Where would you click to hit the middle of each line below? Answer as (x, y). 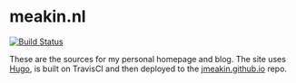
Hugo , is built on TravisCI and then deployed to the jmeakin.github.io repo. (148, 69)
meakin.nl (48, 17)
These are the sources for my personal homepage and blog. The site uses (148, 59)
